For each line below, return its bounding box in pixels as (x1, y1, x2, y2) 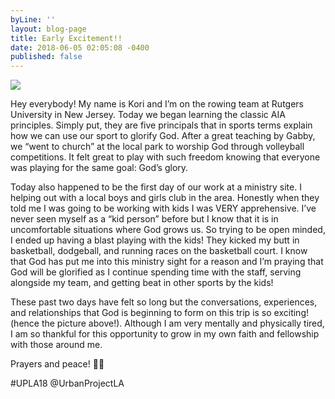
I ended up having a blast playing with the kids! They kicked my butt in (10, 234, 300, 246)
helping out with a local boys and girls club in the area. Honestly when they (10, 192, 320, 204)
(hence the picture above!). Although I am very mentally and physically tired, (10, 317, 325, 330)
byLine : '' (10, 14, 56, 25)
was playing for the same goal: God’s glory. (10, 162, 189, 174)
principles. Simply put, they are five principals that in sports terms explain (10, 119, 313, 131)
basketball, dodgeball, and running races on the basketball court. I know (10, 245, 308, 257)
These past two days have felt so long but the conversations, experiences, (10, 296, 318, 308)
